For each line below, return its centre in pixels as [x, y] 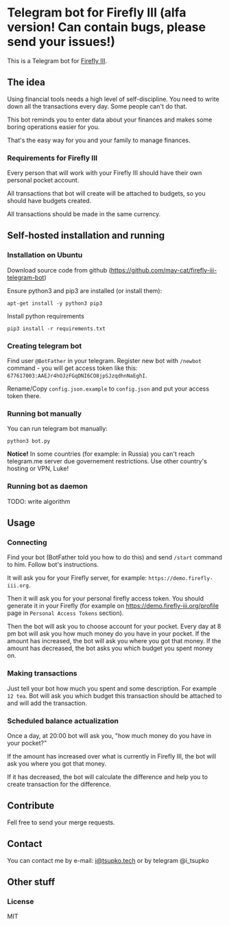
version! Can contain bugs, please [107, 27]
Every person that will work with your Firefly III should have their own [105, 173]
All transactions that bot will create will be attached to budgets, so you [106, 194]
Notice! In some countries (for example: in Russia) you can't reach [101, 454]
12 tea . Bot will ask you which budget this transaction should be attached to [114, 695]
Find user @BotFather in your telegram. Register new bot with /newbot [105, 361]
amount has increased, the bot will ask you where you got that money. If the [114, 641]
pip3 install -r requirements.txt [57, 328]
